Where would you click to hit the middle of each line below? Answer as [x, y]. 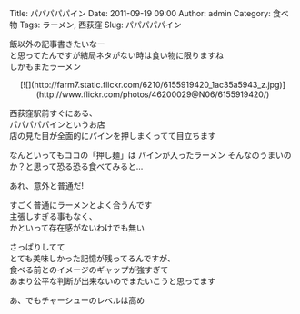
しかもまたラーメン [45, 67]
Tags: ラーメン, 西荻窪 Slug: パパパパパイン [100, 25]
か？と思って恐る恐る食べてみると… [76, 167]
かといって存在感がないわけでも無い [77, 228]
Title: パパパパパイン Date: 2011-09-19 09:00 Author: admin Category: [140, 13]
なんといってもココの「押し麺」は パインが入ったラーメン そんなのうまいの [150, 155]
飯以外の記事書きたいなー [57, 44]
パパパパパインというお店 [57, 124]
